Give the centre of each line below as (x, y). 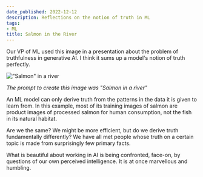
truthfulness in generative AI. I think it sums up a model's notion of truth (96, 58)
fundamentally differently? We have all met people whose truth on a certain (100, 137)
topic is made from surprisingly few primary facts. (69, 143)
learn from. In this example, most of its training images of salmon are (92, 106)
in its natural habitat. (32, 119)
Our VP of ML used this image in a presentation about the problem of (92, 51)
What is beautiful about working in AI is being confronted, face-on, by (93, 155)
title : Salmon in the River (42, 34)
